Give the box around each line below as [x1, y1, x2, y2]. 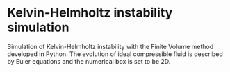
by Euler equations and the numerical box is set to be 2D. [7, 57, 171, 65]
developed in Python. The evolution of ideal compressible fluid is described [7, 50, 224, 58]
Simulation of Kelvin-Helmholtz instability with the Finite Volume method [7, 42, 214, 51]
